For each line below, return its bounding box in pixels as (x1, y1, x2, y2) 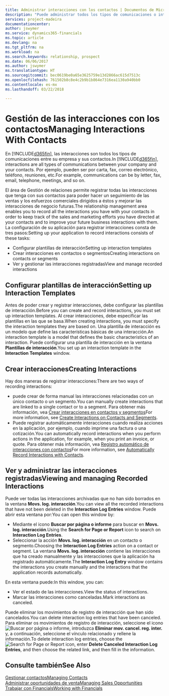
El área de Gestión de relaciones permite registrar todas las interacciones (5, 187, 157, 193)
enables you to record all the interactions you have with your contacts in (5, 209, 155, 215)
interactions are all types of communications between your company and (5, 161, 157, 167)
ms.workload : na (5, 49, 39, 54)
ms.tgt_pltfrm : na (5, 45, 44, 50)
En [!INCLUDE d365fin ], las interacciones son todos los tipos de (5, 151, 137, 157)
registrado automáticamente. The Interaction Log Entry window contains (12, 558, 163, 564)
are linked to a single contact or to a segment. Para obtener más (12, 404, 146, 410)
